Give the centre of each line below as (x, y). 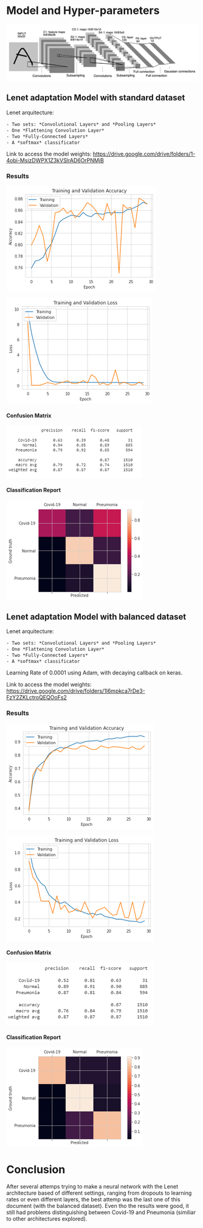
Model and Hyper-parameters (83, 11)
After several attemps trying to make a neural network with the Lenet (92, 1187)
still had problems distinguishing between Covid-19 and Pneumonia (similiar (101, 1212)
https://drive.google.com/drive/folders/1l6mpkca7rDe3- (76, 691)
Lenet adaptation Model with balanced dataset (96, 616)
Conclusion (36, 1170)
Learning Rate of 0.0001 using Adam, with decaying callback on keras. (95, 673)
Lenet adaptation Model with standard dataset (96, 98)
